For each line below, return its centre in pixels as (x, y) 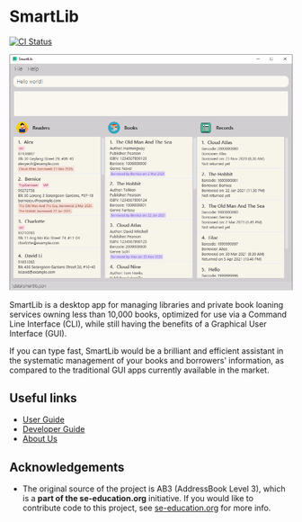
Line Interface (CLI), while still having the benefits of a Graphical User (138, 324)
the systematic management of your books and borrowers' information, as (147, 360)
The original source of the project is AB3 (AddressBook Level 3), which (154, 489)
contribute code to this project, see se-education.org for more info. (147, 508)
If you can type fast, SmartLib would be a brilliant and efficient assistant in (147, 351)
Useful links (44, 398)
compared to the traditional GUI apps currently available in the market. (139, 370)
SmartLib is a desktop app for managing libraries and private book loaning (147, 304)
